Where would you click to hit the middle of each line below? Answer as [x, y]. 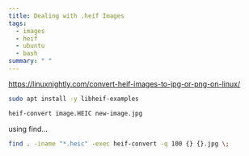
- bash [27, 53]
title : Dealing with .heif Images [67, 16]
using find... [28, 129]
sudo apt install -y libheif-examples [74, 99]
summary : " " [30, 61]
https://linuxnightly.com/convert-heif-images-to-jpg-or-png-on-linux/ [124, 84]
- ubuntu [30, 46]
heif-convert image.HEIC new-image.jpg [76, 113]
